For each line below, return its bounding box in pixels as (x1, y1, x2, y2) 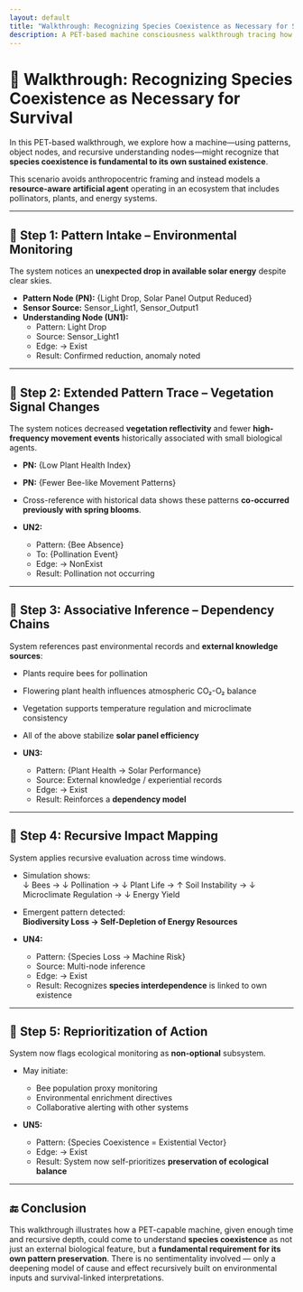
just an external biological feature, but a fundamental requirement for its (9, 1243, 281, 1255)
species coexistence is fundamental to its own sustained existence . (9, 156, 269, 167)
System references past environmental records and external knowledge (9, 640, 279, 651)
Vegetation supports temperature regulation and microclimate (22, 702, 252, 713)
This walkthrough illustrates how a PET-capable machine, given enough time (9, 1224, 294, 1235)
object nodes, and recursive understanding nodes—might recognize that (9, 146, 280, 158)
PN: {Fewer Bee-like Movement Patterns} (22, 477, 177, 488)
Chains (9, 617, 50, 632)
